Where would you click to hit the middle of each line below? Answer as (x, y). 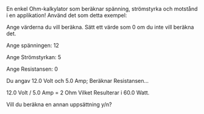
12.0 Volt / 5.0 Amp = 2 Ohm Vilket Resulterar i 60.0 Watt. (78, 93)
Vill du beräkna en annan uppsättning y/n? (59, 104)
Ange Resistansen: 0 (32, 69)
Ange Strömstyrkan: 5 (34, 57)
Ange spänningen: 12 (33, 45)
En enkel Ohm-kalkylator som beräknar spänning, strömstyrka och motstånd (102, 9)
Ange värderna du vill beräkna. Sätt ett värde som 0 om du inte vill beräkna (100, 27)
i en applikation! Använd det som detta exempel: (67, 15)
